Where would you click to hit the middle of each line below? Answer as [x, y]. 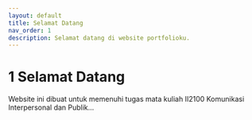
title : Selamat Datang [46, 23]
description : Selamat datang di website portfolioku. [99, 38]
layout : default [35, 15]
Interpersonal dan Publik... [51, 107]
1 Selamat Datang [67, 77]
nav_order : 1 [30, 30]
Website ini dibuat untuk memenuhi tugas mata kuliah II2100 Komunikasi [126, 99]
